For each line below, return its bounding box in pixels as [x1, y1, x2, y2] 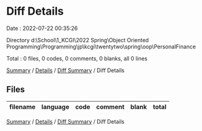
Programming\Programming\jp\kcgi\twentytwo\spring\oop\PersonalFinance [6, 43, 197, 50]
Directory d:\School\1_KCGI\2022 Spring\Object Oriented [6, 36, 150, 43]
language [41, 102, 70, 111]
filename [9, 102, 36, 111]
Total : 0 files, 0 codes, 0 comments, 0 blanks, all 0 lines [6, 54, 148, 62]
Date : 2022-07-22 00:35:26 [6, 24, 78, 32]
